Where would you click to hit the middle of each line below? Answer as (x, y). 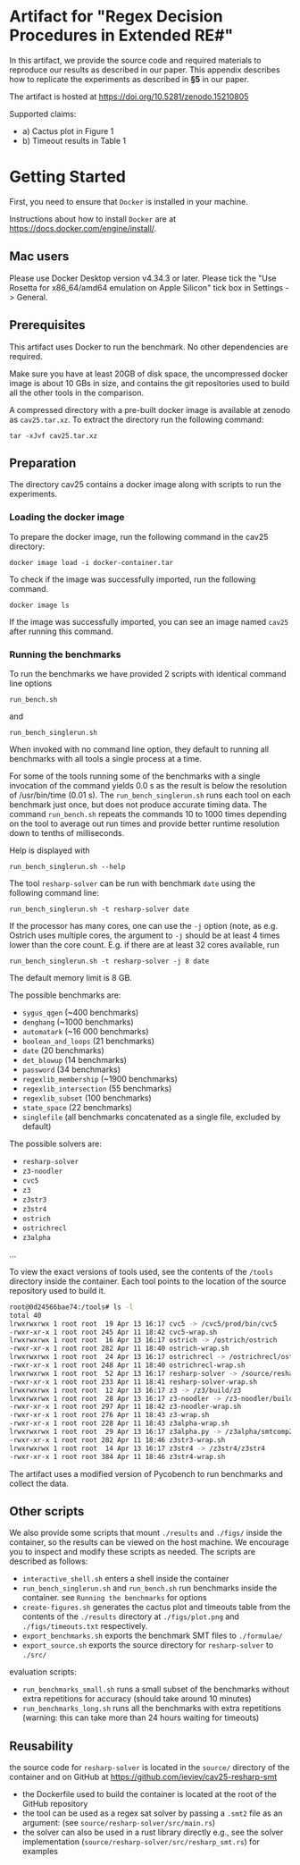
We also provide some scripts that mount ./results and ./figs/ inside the (146, 1533)
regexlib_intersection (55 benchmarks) (97, 1088)
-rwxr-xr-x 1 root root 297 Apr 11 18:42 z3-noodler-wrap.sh (125, 1407)
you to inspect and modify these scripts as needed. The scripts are (133, 1552)
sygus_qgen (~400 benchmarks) (80, 1012)
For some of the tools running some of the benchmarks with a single (135, 776)
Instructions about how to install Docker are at (93, 219)
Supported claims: (43, 114)
